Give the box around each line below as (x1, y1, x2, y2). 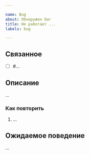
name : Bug (5, 12, 27, 17)
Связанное (5, 50, 42, 58)
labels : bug (5, 26, 31, 31)
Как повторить (5, 104, 44, 112)
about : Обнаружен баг (5, 16, 52, 22)
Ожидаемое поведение (5, 131, 85, 140)
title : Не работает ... (5, 21, 56, 27)
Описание (5, 78, 39, 87)
